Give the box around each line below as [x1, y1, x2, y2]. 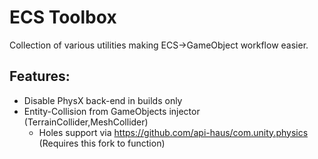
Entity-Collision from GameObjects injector [23, 105, 201, 117]
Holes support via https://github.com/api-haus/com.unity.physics [38, 126, 309, 138]
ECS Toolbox [9, 6, 117, 29]
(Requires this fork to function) [38, 137, 166, 149]
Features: [9, 68, 71, 85]
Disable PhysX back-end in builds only [23, 94, 183, 106]
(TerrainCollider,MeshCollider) [23, 116, 149, 128]
